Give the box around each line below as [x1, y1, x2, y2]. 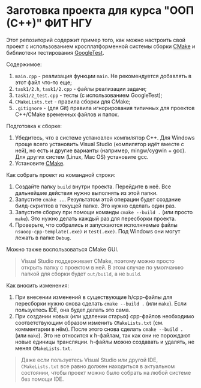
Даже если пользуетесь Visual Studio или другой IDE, [20, 356, 158, 363]
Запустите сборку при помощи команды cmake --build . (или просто [14, 208, 193, 215]
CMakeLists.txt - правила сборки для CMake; [14, 97, 131, 105]
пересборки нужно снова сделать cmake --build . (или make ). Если [14, 300, 187, 307]
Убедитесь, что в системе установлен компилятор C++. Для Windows [14, 134, 195, 141]
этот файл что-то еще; [14, 79, 72, 86]
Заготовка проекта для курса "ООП [6, 4, 194, 17]
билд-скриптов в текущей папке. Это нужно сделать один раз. [14, 202, 176, 209]
